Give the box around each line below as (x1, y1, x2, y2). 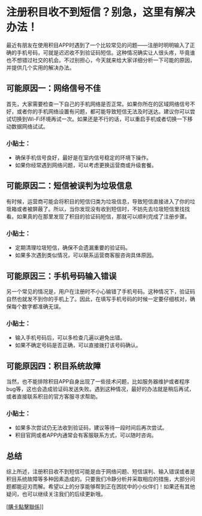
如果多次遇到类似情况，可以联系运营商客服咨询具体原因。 (14, 251, 157, 259)
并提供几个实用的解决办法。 (6, 64, 75, 71)
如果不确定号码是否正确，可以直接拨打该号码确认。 (14, 341, 141, 349)
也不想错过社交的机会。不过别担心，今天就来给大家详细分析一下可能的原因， (6, 56, 195, 64)
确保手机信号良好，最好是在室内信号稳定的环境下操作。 (14, 154, 152, 161)
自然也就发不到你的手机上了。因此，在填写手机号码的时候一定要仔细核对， (6, 295, 190, 302)
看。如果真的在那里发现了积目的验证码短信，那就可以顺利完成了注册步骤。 (6, 212, 190, 220)
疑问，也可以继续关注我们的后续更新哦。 (6, 490, 106, 498)
